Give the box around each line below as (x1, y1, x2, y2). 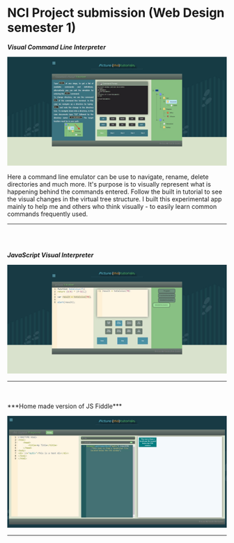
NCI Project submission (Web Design (7, 5, 225, 21)
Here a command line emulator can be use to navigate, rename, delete (7, 173, 209, 181)
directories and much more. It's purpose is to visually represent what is (7, 180, 211, 188)
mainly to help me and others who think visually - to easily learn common (7, 202, 217, 210)
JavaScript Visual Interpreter (7, 250, 94, 259)
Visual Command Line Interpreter (7, 43, 107, 51)
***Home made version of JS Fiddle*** (7, 402, 123, 410)
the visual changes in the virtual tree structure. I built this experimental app (7, 194, 222, 203)
